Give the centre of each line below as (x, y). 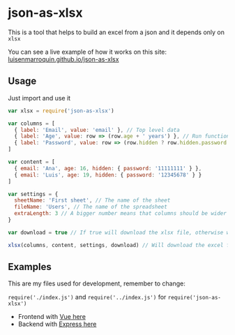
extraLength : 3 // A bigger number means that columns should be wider (121, 214)
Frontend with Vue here (52, 317)
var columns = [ (31, 124)
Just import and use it (39, 98)
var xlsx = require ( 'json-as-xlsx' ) (61, 111)
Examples (30, 267)
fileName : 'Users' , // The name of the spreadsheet (91, 207)
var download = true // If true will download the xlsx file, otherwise (116, 232)
